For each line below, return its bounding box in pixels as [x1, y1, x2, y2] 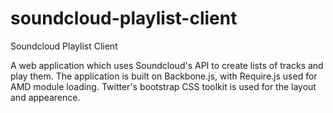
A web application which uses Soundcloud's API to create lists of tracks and [10, 59, 324, 71]
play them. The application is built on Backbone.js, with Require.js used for [10, 70, 318, 82]
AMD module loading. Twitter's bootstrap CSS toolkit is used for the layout [10, 80, 317, 92]
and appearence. [10, 91, 81, 103]
